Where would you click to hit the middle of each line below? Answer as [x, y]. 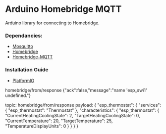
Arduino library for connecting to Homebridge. [53, 23]
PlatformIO [23, 81]
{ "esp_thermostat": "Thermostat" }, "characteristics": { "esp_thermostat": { [82, 110]
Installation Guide [27, 70]
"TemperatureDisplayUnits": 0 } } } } [42, 126]
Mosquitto [23, 46]
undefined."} [18, 95]
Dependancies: [24, 36]
